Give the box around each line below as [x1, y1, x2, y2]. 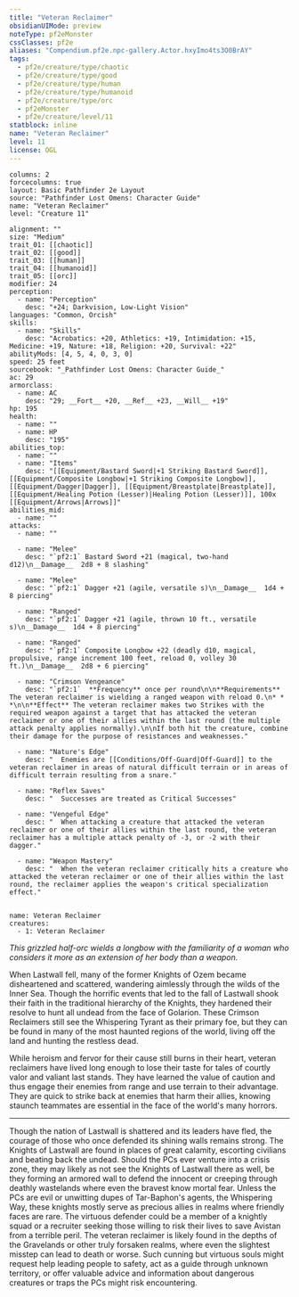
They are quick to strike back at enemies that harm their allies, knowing [9, 1090, 271, 1101]
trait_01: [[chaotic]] [9, 240, 93, 250]
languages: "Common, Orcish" [9, 310, 117, 319]
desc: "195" [25, 435, 69, 444]
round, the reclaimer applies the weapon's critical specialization [9, 880, 269, 889]
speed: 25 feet [9, 357, 66, 366]
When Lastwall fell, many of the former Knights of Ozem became [9, 969, 246, 980]
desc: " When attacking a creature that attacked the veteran [25, 817, 265, 826]
